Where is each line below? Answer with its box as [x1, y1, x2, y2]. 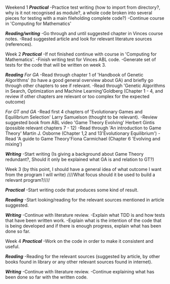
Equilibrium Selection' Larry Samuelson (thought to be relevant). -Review [5, 114, 158, 120]
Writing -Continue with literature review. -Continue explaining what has [5, 269, 155, 274]
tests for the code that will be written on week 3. [5, 62, 107, 68]
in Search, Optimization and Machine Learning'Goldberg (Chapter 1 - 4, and [5, 88, 163, 94]
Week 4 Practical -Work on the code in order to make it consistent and [5, 238, 154, 244]
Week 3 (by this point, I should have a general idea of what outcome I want [5, 166, 162, 172]
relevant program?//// [5, 177, 50, 183]
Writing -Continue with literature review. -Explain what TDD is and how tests [5, 212, 165, 218]
